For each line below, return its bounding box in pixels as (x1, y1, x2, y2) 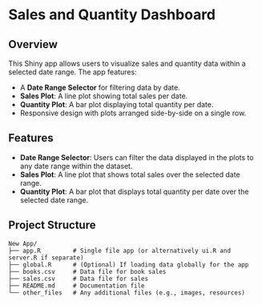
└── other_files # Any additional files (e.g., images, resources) (8, 288, 246, 297)
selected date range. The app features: (8, 67, 138, 77)
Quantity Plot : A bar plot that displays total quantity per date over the (19, 187, 249, 196)
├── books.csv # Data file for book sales (8, 267, 167, 275)
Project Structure (8, 219, 96, 232)
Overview (8, 38, 58, 51)
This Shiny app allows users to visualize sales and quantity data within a (8, 58, 246, 68)
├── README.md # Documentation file (8, 282, 146, 290)
